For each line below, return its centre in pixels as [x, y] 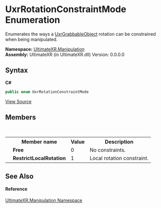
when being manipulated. [31, 39]
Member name [39, 142]
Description [119, 142]
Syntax [17, 70]
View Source [18, 101]
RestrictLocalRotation [39, 159]
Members [21, 117]
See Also [19, 176]
